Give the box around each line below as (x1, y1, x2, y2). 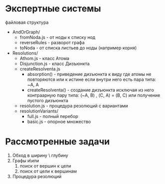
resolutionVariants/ (19, 108, 59, 114)
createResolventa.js (19, 65, 61, 72)
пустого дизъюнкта (27, 97, 69, 103)
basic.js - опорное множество (27, 119, 91, 124)
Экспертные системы (5, 3, 101, 14)
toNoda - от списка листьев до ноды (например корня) (19, 45, 137, 51)
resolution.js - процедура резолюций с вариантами (19, 103, 128, 109)
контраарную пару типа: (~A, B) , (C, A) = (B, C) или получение (27, 92, 161, 98)
